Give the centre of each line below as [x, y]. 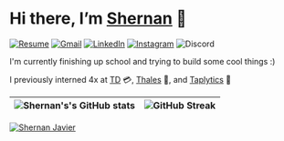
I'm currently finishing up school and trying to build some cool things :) [142, 61]
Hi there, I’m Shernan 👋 [98, 19]
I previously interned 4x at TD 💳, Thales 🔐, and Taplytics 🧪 [121, 79]
